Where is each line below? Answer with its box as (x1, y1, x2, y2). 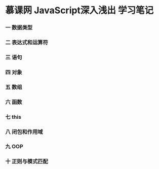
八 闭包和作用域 (5, 128, 43, 135)
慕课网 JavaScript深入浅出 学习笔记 (5, 5, 154, 16)
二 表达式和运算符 (5, 39, 48, 46)
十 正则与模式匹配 (5, 158, 48, 165)
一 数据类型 (5, 24, 33, 31)
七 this (5, 113, 22, 120)
